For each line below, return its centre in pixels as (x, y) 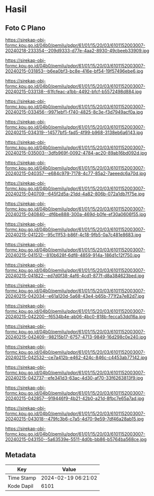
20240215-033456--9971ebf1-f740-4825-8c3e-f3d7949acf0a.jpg (74, 112)
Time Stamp (22, 478)
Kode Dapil (21, 486)
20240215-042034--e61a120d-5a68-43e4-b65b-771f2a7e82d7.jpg (75, 296)
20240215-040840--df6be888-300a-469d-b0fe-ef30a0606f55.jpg (76, 214)
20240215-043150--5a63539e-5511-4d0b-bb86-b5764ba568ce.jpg (76, 439)
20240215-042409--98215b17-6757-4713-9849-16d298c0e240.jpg (76, 337)
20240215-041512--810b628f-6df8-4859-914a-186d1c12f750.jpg (73, 255)
